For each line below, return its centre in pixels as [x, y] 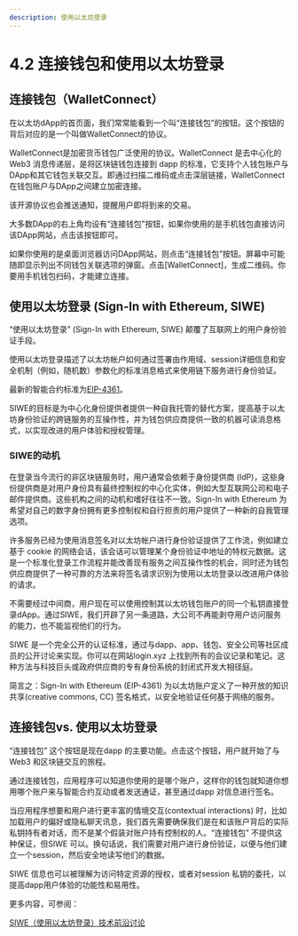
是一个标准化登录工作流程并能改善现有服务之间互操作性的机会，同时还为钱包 [149, 562]
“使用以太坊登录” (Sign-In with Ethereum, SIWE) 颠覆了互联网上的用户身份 [144, 329]
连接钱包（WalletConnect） [86, 100]
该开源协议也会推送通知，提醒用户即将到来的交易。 [102, 204]
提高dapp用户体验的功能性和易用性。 [77, 884]
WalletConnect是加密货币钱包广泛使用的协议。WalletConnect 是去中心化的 [145, 153]
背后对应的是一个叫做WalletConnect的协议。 [90, 133]
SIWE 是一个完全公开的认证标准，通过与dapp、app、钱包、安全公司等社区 [145, 644]
